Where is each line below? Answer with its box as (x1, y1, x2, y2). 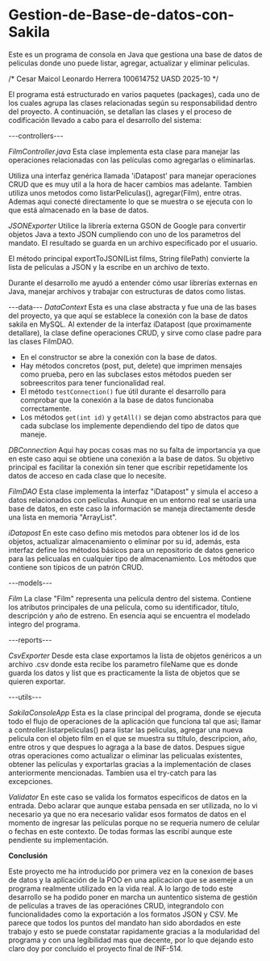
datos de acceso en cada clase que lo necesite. (8, 470, 167, 480)
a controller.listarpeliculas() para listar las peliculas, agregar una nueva (8, 725, 243, 735)
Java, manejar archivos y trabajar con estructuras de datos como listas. (8, 286, 246, 296)
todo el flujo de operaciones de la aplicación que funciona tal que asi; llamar (8, 716, 262, 726)
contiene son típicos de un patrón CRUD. (8, 562, 143, 571)
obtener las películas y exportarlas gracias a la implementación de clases (8, 759, 251, 769)
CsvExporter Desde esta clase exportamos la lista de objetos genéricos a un (8, 651, 262, 660)
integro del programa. (8, 619, 81, 629)
